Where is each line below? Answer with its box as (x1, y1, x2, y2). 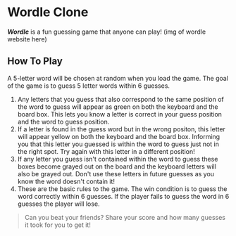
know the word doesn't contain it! (17, 177, 115, 185)
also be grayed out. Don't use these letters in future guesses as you (17, 169, 215, 178)
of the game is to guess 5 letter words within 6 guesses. (7, 81, 170, 90)
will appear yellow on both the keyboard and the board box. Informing (17, 132, 221, 140)
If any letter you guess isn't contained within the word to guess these (17, 155, 218, 163)
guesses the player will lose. (17, 199, 100, 208)
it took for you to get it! (24, 221, 92, 229)
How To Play (7, 55, 63, 67)
